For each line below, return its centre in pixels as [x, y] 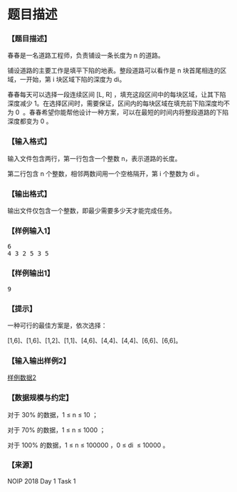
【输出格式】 [30, 194]
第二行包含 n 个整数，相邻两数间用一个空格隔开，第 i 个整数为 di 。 [105, 173]
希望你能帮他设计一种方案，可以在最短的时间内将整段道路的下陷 [135, 112]
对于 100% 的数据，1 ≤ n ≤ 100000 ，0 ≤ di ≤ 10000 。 [88, 445]
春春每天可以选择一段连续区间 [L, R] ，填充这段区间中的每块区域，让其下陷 [117, 95]
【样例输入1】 [31, 231]
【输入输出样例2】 [39, 360]
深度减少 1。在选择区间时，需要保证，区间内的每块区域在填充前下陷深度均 [116, 103]
